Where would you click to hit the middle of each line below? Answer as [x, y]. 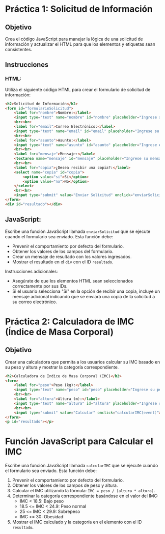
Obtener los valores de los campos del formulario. [63, 251]
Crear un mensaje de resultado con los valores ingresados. [72, 256]
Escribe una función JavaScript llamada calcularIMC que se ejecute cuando [82, 466]
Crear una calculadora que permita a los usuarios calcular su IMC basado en [82, 362]
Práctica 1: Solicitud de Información [79, 9]
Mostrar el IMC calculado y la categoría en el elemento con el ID [77, 522]
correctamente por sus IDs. [40, 286]
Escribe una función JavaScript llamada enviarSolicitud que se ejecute [78, 231]
